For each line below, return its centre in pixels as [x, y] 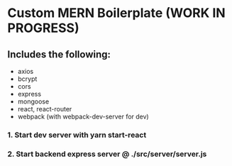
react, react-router [45, 109]
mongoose [33, 101]
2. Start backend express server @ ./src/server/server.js [107, 154]
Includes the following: [59, 54]
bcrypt [27, 79]
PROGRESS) [43, 28]
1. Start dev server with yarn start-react [77, 135]
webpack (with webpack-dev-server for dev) [83, 116]
